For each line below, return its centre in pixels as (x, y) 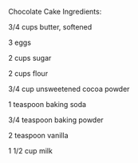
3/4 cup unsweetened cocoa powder (69, 89)
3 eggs (20, 42)
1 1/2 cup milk (31, 151)
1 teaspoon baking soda (47, 104)
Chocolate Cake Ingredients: (55, 12)
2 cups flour (28, 74)
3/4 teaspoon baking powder (56, 120)
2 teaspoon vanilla (39, 135)
